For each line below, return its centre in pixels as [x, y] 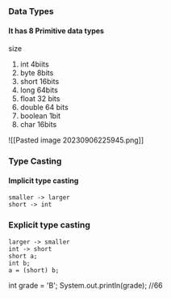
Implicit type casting [44, 181]
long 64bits [39, 90]
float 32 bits [40, 99]
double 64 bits [44, 108]
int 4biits [35, 64]
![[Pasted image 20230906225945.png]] [76, 140]
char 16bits [38, 125]
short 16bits [40, 82]
